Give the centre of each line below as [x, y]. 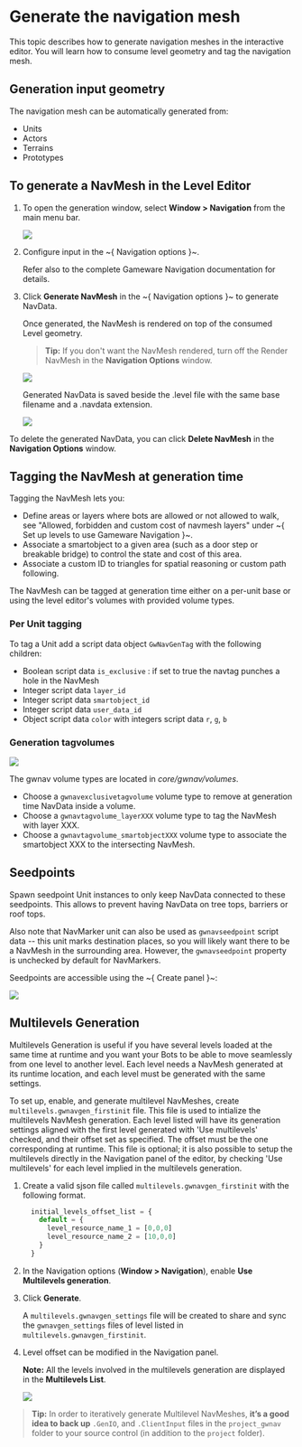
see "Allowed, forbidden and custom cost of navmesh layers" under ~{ [154, 525]
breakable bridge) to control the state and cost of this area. [132, 554]
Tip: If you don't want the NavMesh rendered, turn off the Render [166, 351]
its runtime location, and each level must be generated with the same [137, 1074]
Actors [35, 138]
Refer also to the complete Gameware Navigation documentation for [149, 269]
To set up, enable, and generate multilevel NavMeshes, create [124, 1101]
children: [26, 653]
